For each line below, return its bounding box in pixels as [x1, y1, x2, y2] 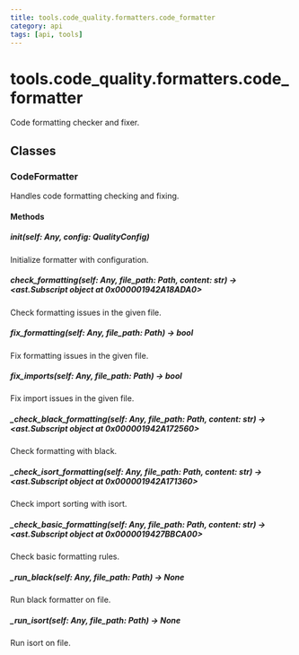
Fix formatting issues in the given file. [10, 350, 149, 361]
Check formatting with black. [10, 446, 118, 457]
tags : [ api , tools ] [10, 30, 84, 39]
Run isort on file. [10, 638, 71, 649]
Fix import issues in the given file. [10, 393, 135, 404]
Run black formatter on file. [10, 594, 111, 606]
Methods [10, 211, 45, 222]
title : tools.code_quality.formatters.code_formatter [10, 13, 216, 22]
